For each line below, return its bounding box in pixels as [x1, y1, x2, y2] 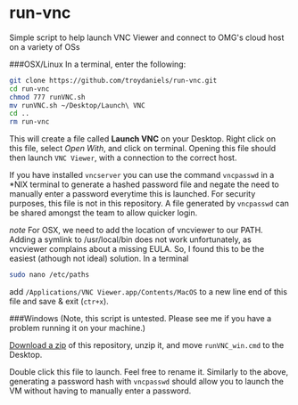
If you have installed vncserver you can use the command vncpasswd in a [9, 170, 275, 181]
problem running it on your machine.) [9, 323, 145, 334]
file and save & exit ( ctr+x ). [9, 296, 109, 307]
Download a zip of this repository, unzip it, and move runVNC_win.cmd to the [9, 340, 285, 351]
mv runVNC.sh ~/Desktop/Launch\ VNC [9, 101, 145, 109]
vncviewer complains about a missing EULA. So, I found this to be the [9, 244, 265, 255]
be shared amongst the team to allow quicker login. [9, 207, 198, 218]
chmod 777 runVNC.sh [9, 93, 87, 101]
